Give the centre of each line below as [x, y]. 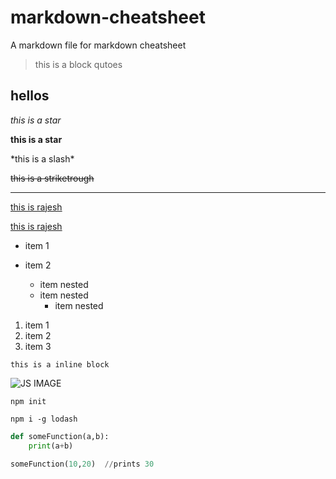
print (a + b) [51, 446]
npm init [28, 401]
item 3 [38, 346]
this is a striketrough [52, 178]
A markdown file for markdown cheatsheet [98, 45]
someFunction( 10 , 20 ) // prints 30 [82, 464]
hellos [30, 96]
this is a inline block [60, 364]
